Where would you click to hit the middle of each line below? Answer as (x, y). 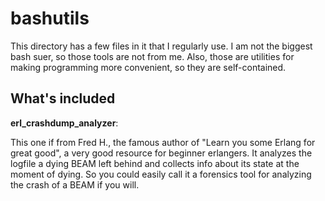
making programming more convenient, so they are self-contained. (148, 67)
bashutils (50, 18)
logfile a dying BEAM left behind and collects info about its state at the (155, 163)
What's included (63, 98)
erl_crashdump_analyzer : (64, 123)
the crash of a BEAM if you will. (75, 184)
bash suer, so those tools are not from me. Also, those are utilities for (152, 56)
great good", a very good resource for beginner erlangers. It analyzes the (161, 153)
